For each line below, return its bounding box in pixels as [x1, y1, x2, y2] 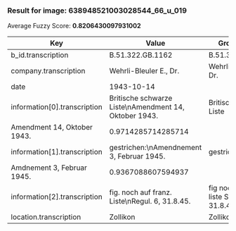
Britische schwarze [109, 94, 173, 104]
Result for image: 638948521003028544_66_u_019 [7, 6, 188, 15]
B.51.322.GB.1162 [109, 50, 173, 60]
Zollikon [109, 212, 136, 222]
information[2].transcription [11, 192, 103, 202]
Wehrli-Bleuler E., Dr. [109, 66, 180, 76]
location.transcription [11, 212, 81, 222]
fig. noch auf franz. [109, 187, 172, 197]
